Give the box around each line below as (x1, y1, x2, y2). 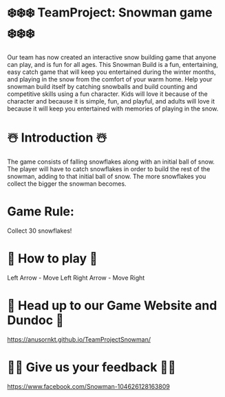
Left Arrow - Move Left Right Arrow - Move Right (7, 273, 145, 282)
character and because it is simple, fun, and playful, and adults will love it (7, 97, 215, 105)
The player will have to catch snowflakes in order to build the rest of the (7, 164, 211, 173)
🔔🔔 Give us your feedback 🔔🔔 (7, 359, 177, 375)
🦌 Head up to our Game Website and (7, 298, 217, 313)
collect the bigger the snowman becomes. (7, 180, 127, 188)
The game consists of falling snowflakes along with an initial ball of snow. (7, 157, 215, 166)
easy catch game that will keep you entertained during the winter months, (7, 68, 216, 76)
